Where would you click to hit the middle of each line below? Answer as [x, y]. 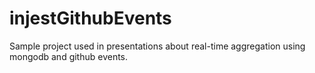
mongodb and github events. [69, 56]
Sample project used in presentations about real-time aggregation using [157, 46]
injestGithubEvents [90, 18]
